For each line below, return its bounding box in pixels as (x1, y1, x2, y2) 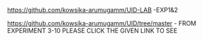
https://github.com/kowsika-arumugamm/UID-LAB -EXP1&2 (7, 6, 179, 14)
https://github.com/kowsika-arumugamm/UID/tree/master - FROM (7, 19, 197, 27)
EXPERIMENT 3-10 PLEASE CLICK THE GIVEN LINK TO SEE (7, 27, 178, 34)
